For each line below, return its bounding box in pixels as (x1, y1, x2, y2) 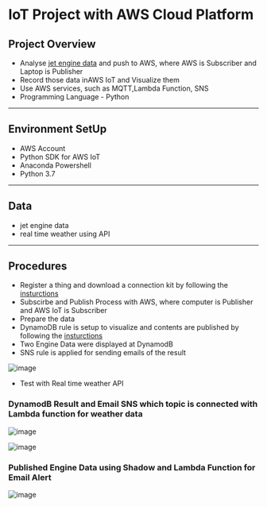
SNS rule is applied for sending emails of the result (19, 348, 187, 358)
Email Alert (8, 471, 52, 482)
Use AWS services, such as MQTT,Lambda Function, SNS (19, 83, 209, 93)
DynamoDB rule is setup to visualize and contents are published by (19, 323, 240, 332)
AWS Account (19, 143, 66, 153)
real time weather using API (19, 229, 110, 238)
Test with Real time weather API (19, 379, 125, 389)
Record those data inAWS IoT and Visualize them (19, 75, 180, 84)
